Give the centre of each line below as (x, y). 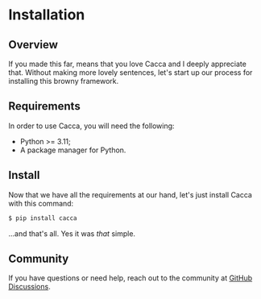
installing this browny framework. (64, 81)
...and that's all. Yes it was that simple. (72, 233)
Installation (47, 15)
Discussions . (29, 287)
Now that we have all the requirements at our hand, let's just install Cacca (130, 194)
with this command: (41, 203)
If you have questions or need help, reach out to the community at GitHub (130, 278)
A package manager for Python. (73, 150)
